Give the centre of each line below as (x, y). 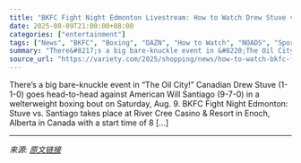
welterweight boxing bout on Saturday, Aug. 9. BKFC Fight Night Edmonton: (149, 103)
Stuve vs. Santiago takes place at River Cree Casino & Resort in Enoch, (140, 113)
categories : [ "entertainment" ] (68, 34)
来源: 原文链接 (35, 150)
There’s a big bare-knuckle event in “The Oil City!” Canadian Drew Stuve (142, 85)
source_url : (31, 59)
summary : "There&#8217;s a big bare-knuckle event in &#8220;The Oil (142, 51)
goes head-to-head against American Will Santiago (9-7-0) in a (143, 94)
